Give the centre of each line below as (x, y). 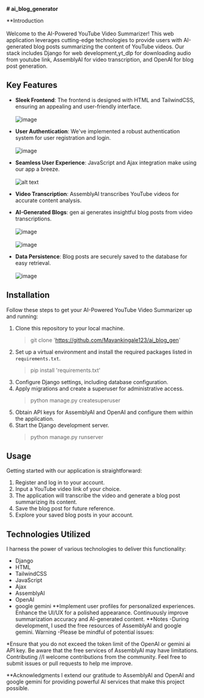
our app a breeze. (37, 169)
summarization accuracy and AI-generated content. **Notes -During (102, 619)
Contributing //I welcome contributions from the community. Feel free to (97, 657)
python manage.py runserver (67, 437)
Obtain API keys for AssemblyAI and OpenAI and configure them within (104, 412)
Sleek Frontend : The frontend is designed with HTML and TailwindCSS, (105, 100)
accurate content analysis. (48, 200)
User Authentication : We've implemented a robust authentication (97, 131)
